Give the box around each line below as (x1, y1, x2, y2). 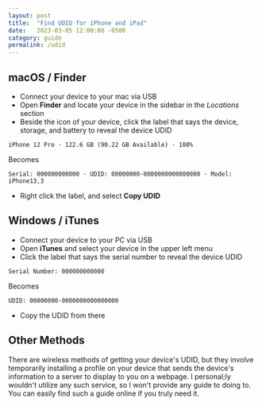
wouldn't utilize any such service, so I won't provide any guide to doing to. (8, 380, 252, 389)
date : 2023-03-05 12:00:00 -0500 (8, 26, 126, 34)
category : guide (8, 33, 62, 42)
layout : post (8, 11, 52, 20)
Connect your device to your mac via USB (19, 91, 157, 101)
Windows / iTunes (8, 214, 99, 227)
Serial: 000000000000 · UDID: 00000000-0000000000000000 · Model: (8, 170, 233, 178)
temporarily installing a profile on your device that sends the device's (8, 363, 234, 373)
